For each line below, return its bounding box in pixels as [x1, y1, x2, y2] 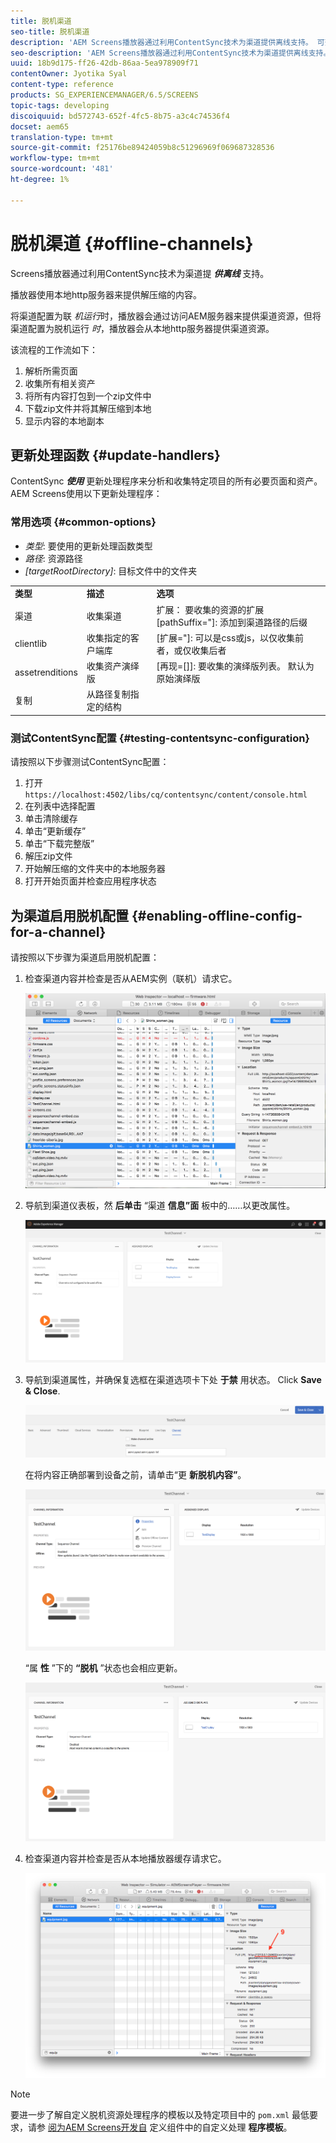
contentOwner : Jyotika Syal [10, 69, 128, 79]
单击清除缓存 [24, 813, 78, 825]
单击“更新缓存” [24, 825, 87, 837]
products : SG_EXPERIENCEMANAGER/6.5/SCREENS [10, 90, 199, 100]
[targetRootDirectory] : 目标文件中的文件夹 [24, 565, 198, 577]
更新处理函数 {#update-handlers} [10, 446, 221, 464]
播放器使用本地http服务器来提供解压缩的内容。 [10, 288, 203, 300]
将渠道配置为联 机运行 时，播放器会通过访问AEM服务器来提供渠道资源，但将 [10, 310, 322, 322]
